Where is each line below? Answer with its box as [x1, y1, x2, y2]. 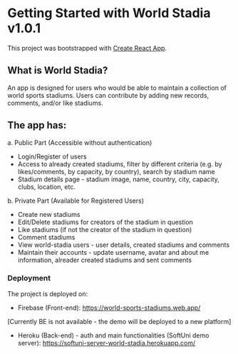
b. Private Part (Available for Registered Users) [7, 196, 145, 205]
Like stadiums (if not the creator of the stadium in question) [17, 225, 192, 233]
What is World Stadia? [7, 64, 108, 76]
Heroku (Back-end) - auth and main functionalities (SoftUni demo [17, 330, 209, 340]
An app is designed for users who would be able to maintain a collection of [7, 84, 227, 92]
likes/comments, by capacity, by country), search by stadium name [17, 167, 215, 176]
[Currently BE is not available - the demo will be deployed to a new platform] [7, 317, 232, 325]
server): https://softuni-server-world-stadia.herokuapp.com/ [17, 338, 196, 347]
